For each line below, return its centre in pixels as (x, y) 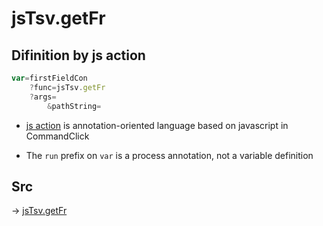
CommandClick (57, 136)
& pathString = (74, 106)
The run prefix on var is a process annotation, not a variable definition (169, 155)
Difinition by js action (78, 55)
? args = (43, 97)
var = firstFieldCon (49, 78)
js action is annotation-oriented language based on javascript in (157, 125)
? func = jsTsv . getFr (67, 87)
